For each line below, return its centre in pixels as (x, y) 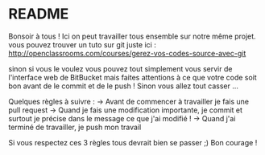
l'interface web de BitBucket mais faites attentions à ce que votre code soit (133, 77)
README (39, 14)
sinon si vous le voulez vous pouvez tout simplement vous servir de (120, 68)
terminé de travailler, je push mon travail (75, 127)
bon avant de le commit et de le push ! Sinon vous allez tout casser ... (124, 86)
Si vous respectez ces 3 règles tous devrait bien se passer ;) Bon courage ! (133, 142)
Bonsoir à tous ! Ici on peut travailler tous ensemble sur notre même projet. (132, 36)
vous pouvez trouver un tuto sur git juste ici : (83, 44)
